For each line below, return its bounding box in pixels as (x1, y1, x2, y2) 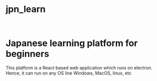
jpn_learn (6, 3, 46, 15)
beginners (6, 48, 50, 59)
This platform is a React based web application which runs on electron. (6, 64, 152, 70)
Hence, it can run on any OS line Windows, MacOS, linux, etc (6, 70, 132, 76)
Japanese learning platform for (6, 37, 138, 49)
